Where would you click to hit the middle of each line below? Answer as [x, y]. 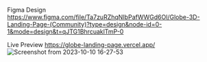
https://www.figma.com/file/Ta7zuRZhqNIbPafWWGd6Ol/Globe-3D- [103, 17]
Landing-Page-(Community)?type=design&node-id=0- [85, 24]
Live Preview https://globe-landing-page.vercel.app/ [81, 45]
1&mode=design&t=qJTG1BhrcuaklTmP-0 [65, 31]
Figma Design [27, 10]
